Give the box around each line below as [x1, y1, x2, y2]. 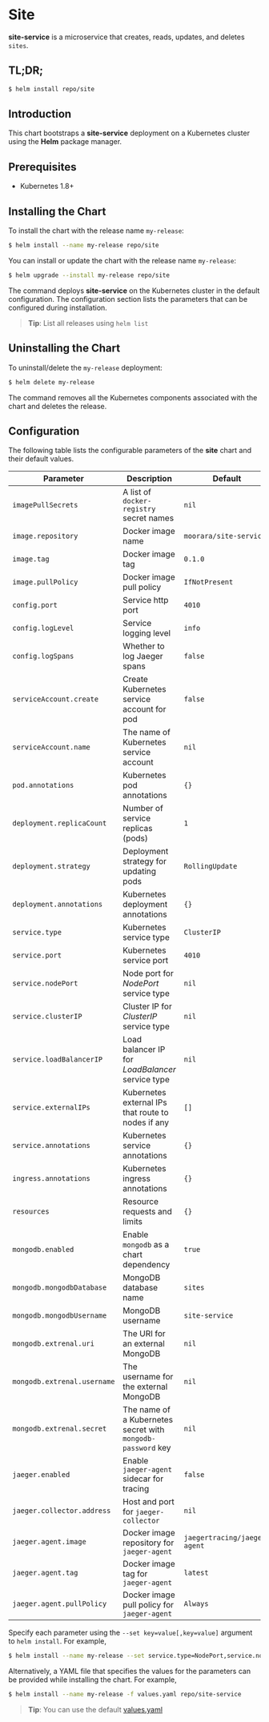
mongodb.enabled [12, 1245, 74, 1254]
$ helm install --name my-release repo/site [8, 242, 159, 250]
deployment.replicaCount [12, 819, 107, 828]
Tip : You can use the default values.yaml [27, 1705, 163, 1715]
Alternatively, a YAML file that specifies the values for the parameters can [8, 1667, 251, 1676]
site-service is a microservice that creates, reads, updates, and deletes [8, 32, 246, 42]
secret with [122, 1424, 165, 1435]
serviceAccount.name [12, 743, 90, 752]
